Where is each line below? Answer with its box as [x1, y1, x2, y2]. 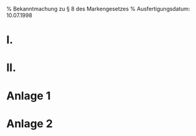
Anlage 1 [6, 88, 51, 102]
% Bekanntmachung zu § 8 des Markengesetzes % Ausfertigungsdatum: [6, 5, 190, 12]
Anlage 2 [6, 116, 53, 131]
